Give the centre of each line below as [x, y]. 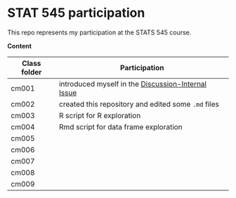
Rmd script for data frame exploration [120, 126]
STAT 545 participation [76, 13]
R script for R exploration [100, 115]
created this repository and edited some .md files [139, 104]
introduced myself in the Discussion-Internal [133, 84]
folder [31, 72]
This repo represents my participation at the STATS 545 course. [99, 32]
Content [19, 46]
